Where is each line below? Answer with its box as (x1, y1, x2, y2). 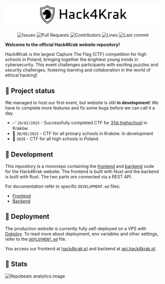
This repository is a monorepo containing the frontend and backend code (5, 163, 155, 169)
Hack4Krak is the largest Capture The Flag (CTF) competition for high (5, 51, 147, 57)
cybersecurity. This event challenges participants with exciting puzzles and (5, 62, 159, 68)
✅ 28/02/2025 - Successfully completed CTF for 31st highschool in (12, 120, 147, 126)
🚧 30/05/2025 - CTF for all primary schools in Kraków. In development (12, 130, 154, 137)
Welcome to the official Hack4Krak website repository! (5, 41, 120, 48)
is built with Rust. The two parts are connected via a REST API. (5, 174, 132, 180)
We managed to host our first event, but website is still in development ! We (5, 100, 159, 106)
